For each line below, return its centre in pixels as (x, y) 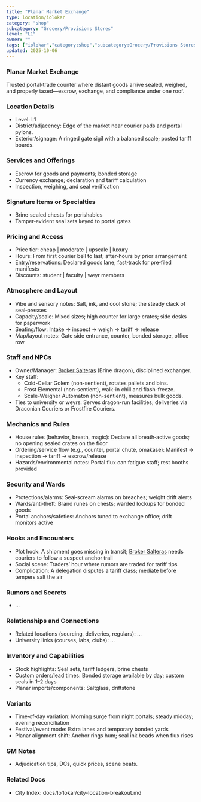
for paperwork (33, 323)
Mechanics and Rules (38, 424)
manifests (27, 269)
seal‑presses (31, 310)
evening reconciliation (42, 722)
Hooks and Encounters (40, 538)
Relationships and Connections (53, 621)
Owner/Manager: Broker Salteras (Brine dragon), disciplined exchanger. (103, 370)
